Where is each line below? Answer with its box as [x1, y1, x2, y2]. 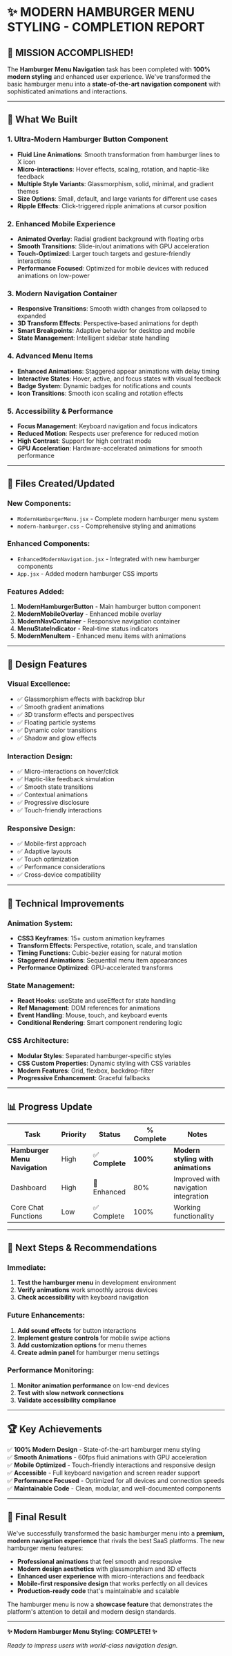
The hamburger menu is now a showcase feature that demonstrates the [7, 1600, 213, 1609]
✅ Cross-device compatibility [17, 871, 101, 879]
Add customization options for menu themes [17, 1340, 147, 1349]
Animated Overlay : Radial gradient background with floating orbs [17, 235, 204, 243]
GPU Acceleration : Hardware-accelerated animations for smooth [17, 444, 202, 452]
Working [173, 1202, 202, 1212]
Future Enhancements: [7, 1311, 86, 1320]
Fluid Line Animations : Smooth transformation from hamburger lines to [17, 150, 220, 158]
